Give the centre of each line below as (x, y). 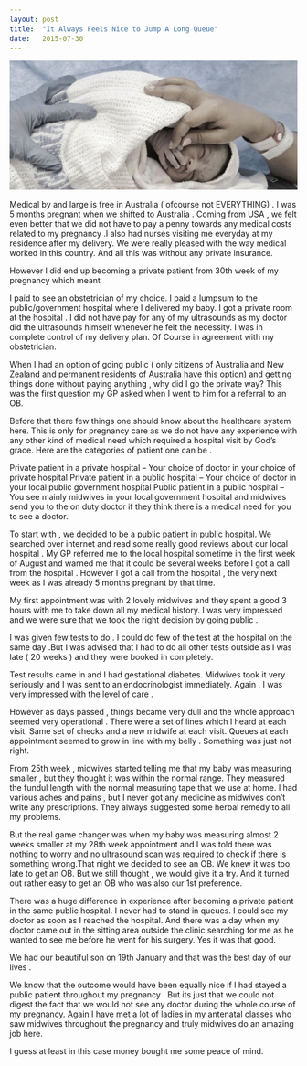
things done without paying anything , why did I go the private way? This (146, 384)
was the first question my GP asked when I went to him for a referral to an (148, 394)
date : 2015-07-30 (47, 38)
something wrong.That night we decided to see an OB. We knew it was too (150, 864)
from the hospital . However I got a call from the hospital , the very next (143, 573)
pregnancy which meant (55, 281)
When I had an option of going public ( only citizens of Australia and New (147, 365)
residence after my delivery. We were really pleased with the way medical (148, 243)
